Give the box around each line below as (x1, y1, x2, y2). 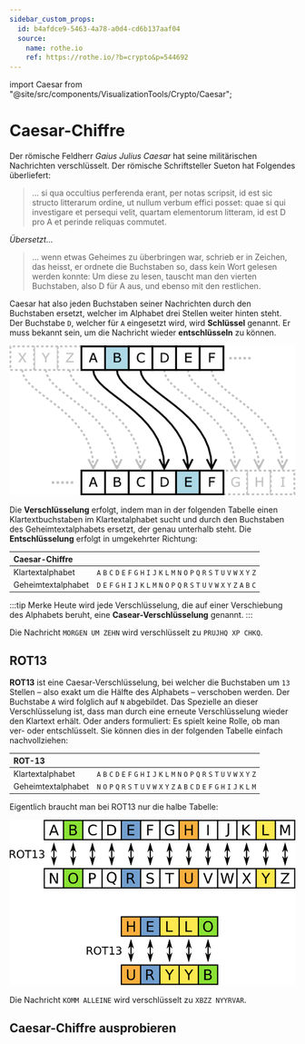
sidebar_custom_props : (9, 15, 95, 24)
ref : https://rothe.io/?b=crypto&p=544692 (25, 53, 189, 63)
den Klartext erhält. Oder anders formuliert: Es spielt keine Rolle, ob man (9, 716, 280, 727)
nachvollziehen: (9, 735, 69, 746)
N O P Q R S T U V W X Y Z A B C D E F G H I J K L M (96, 782, 257, 792)
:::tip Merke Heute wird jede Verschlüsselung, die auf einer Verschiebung (9, 600, 283, 611)
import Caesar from (9, 79, 84, 90)
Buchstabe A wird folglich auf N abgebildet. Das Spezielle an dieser (9, 696, 259, 708)
